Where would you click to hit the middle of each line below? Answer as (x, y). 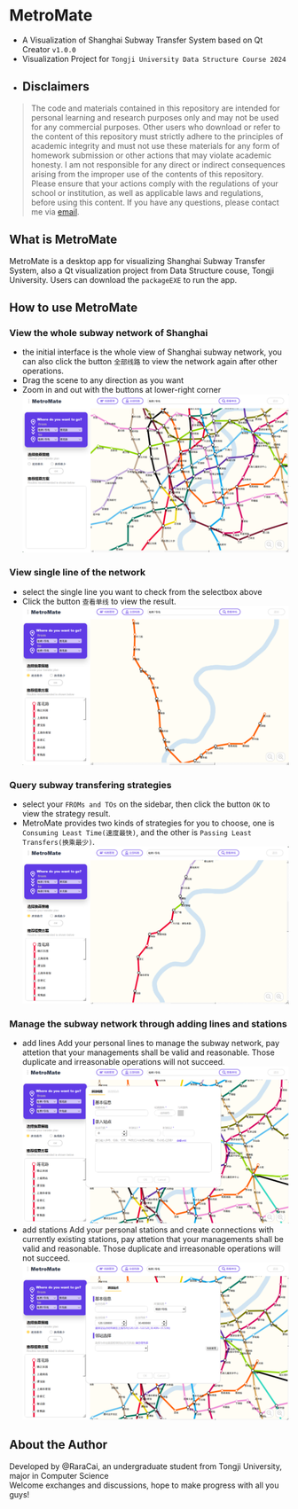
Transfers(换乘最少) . (59, 841)
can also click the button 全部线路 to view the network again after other (149, 362)
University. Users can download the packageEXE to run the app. (123, 279)
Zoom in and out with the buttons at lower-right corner (122, 390)
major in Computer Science (59, 1475)
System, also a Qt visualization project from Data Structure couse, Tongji (142, 270)
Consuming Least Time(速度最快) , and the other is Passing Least (137, 832)
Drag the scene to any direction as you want (103, 380)
